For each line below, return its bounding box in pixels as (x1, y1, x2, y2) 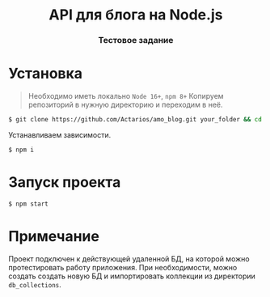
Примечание (8, 227, 99, 245)
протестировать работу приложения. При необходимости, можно (8, 262, 238, 272)
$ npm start (8, 200, 49, 208)
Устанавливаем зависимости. (8, 129, 112, 139)
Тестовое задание (98, 35, 174, 46)
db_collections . (8, 279, 62, 289)
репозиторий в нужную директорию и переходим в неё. (27, 100, 224, 110)
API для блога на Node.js (49, 6, 223, 24)
